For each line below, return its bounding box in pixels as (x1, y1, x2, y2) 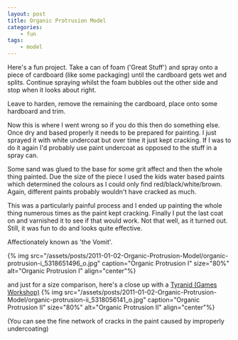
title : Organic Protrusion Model (7, 17, 107, 24)
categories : (7, 23, 43, 31)
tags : (7, 37, 23, 44)
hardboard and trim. (7, 107, 66, 115)
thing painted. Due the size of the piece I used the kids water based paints (7, 172, 225, 181)
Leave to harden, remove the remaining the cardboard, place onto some (7, 100, 218, 107)
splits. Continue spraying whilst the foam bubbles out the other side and (7, 78, 218, 86)
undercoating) (7, 324, 49, 333)
